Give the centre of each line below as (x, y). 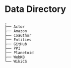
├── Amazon (16, 31)
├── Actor (15, 27)
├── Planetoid (19, 53)
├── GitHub (16, 44)
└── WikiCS (16, 61)
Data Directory (35, 9)
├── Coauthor (18, 35)
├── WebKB (15, 57)
